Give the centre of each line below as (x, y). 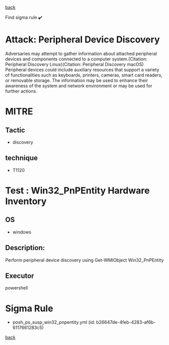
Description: (25, 248)
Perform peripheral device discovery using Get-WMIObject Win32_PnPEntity (84, 260)
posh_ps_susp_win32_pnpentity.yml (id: (54, 322)
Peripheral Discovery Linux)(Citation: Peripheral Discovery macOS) (75, 64)
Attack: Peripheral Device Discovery (82, 40)
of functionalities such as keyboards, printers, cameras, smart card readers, (84, 75)
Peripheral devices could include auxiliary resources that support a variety (82, 70)
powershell (17, 288)
